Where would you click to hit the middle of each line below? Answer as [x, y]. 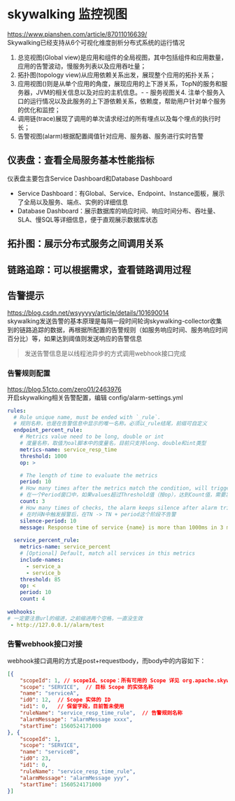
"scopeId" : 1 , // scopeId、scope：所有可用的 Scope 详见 [100, 680]
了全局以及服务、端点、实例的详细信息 [72, 202]
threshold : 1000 [44, 456]
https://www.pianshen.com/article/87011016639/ [77, 34]
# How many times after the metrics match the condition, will [114, 488]
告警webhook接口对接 [45, 644]
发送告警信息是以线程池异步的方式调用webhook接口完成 [105, 353]
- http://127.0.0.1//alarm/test [57, 625]
